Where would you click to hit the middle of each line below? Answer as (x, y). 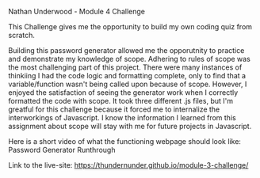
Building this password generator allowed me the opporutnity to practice (126, 50)
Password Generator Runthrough (62, 150)
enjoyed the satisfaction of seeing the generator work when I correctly (123, 93)
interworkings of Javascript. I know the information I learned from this (122, 117)
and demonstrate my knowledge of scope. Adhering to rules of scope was (130, 59)
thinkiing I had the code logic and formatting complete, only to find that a (127, 76)
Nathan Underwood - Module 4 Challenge (76, 11)
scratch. (22, 35)
